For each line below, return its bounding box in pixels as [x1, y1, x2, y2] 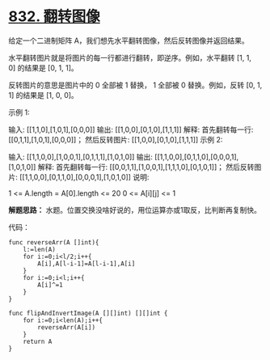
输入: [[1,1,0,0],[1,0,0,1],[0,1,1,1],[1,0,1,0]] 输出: [8, 151, 154, 162]
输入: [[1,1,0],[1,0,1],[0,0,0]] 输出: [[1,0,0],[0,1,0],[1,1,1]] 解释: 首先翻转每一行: [8, 125, 254, 134]
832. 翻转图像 [8, 7, 101, 26]
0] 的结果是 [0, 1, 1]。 [8, 62, 78, 73]
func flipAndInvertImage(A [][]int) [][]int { [8, 309, 168, 317]
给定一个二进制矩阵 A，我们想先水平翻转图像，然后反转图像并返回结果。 [8, 36, 249, 45]
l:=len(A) [23, 245, 57, 253]
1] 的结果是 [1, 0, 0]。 [8, 90, 78, 100]
